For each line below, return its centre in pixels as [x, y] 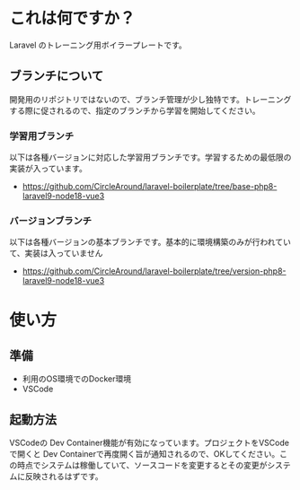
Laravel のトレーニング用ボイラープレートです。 [98, 45]
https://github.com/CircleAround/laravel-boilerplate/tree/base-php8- [150, 187]
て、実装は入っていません [56, 253]
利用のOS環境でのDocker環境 [77, 379]
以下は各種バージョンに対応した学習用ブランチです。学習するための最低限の [150, 157]
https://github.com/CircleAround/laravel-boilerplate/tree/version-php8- [154, 271]
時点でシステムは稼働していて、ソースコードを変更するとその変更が [142, 465]
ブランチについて [57, 76]
